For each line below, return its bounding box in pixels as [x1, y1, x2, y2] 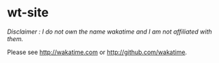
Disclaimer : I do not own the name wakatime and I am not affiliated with [7, 27, 212, 36]
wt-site [7, 5, 49, 21]
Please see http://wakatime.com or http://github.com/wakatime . [7, 48, 188, 56]
